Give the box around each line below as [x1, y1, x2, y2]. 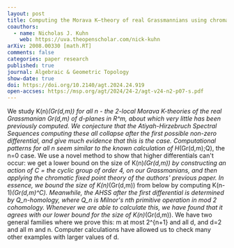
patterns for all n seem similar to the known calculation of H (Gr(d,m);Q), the [7, 144, 225, 153]
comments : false [7, 49, 54, 56]
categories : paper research [7, 56, 89, 63]
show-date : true [7, 75, 54, 82]
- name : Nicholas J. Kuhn [13, 29, 89, 37]
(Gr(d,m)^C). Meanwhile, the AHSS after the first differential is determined [11, 189, 224, 197]
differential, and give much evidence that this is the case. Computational [7, 137, 217, 145]
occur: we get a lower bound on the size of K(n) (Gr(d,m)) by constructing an [7, 159, 226, 167]
